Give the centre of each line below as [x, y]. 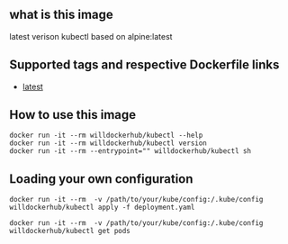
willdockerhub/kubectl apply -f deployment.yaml [102, 208]
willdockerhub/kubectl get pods [70, 231]
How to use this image [73, 115]
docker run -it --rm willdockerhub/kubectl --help [106, 136]
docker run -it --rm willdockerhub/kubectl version [108, 143]
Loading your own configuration [101, 179]
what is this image [62, 15]
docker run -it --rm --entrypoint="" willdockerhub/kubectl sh [130, 151]
